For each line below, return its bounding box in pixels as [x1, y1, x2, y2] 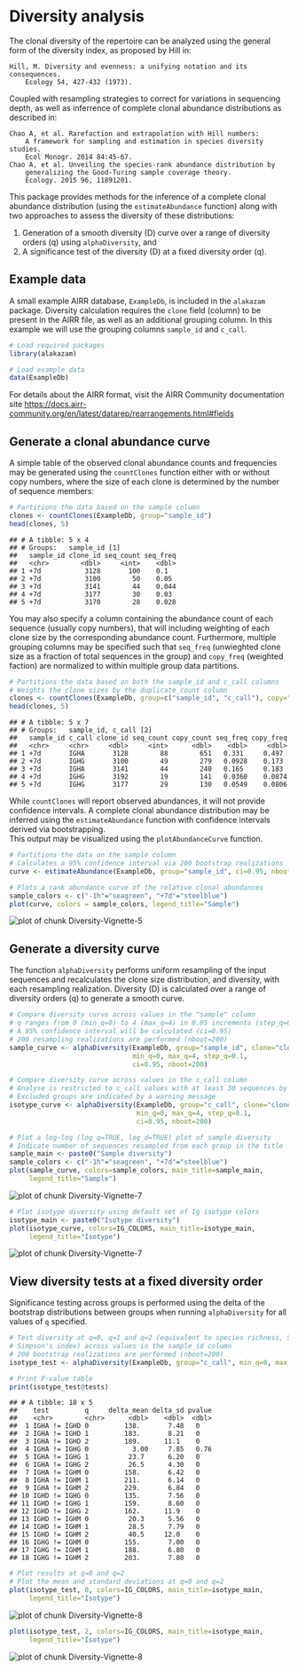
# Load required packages [9, 341, 105, 349]
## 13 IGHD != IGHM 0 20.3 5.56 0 [9, 1515, 200, 1524]
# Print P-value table [9, 1374, 93, 1383]
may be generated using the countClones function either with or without [9, 467, 271, 478]
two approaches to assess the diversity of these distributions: [9, 210, 235, 221]
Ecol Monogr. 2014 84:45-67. [25, 153, 133, 161]
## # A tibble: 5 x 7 [9, 718, 90, 727]
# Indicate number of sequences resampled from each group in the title [9, 1141, 284, 1150]
